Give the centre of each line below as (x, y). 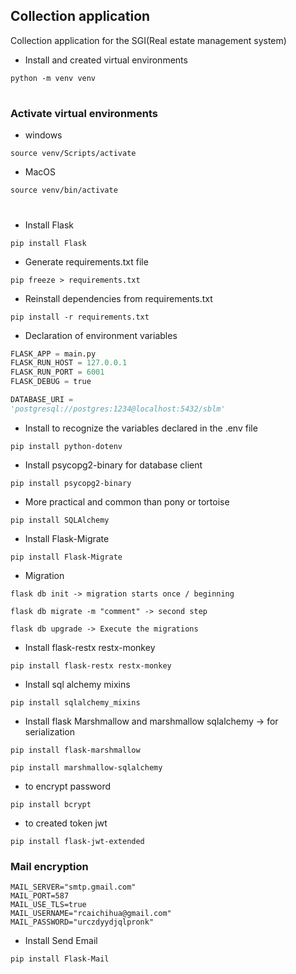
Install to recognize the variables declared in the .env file (141, 428)
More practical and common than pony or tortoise (127, 501)
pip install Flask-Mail (60, 959)
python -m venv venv (53, 78)
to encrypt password (68, 786)
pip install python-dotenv (66, 446)
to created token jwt (66, 823)
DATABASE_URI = (42, 400)
